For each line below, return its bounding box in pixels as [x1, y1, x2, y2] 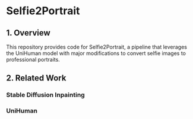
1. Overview [6, 28, 50, 38]
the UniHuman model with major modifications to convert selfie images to [6, 50, 186, 57]
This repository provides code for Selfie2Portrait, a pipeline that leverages [6, 43, 188, 50]
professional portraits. [6, 56, 61, 63]
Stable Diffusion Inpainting [6, 91, 85, 99]
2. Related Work [6, 73, 67, 83]
